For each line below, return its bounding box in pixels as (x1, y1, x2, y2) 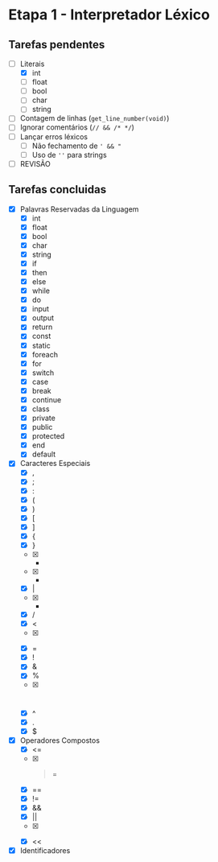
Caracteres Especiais (19, 459, 91, 468)
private (31, 413, 56, 423)
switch (31, 368, 55, 377)
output (31, 313, 55, 323)
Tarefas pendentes (8, 38, 105, 52)
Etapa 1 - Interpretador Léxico (8, 6, 211, 24)
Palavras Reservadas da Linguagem (19, 204, 139, 214)
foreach (31, 349, 59, 359)
